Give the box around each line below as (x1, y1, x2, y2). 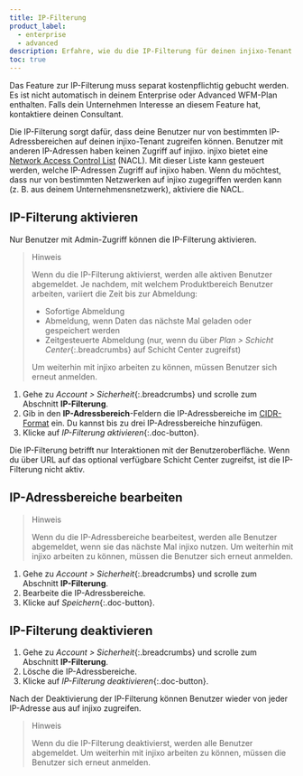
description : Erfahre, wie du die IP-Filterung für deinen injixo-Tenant (9, 47, 293, 56)
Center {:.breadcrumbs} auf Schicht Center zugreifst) (44, 344, 242, 355)
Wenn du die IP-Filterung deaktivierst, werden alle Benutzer (31, 738, 253, 749)
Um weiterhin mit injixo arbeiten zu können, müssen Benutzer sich (31, 361, 278, 372)
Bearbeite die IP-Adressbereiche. (22, 587, 146, 598)
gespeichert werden (44, 324, 120, 335)
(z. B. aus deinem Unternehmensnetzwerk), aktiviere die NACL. (9, 184, 245, 194)
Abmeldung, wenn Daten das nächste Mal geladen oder (44, 315, 252, 326)
